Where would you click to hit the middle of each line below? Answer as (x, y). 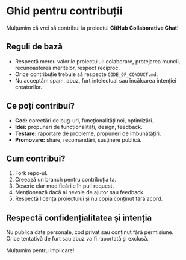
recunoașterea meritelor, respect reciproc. (67, 68)
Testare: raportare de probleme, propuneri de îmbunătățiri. (88, 133)
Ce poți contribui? (41, 106)
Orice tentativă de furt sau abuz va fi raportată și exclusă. (78, 239)
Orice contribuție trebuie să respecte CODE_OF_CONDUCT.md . (86, 74)
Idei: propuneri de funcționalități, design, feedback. (79, 127)
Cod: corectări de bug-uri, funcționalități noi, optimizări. (84, 120)
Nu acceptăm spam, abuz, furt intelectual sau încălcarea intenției (95, 80)
